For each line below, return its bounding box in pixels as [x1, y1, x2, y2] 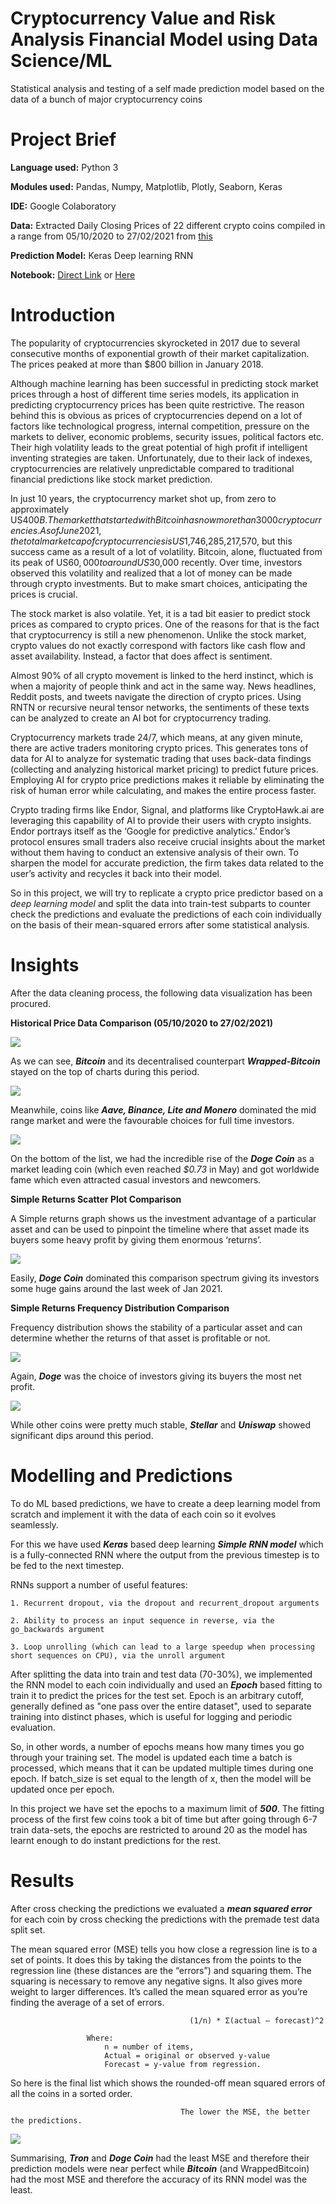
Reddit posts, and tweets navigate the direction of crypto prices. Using [10, 690, 302, 702]
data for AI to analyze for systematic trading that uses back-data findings [10, 752, 312, 764]
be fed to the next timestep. [10, 1559, 125, 1571]
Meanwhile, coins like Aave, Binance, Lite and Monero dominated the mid [10, 1103, 317, 1116]
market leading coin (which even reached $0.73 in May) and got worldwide [10, 1163, 320, 1175]
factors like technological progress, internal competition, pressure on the [10, 420, 310, 432]
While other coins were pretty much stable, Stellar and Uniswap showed [10, 1418, 312, 1431]
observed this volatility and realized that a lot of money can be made [10, 567, 293, 579]
